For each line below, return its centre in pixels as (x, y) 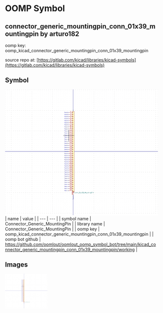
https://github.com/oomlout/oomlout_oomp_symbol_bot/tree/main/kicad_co (81, 244)
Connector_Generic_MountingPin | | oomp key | (52, 229)
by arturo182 (60, 34)
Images (16, 265)
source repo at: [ (22, 60)
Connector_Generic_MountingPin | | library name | (55, 224)
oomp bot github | (23, 239)
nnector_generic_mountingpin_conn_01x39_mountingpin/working (70, 249)
